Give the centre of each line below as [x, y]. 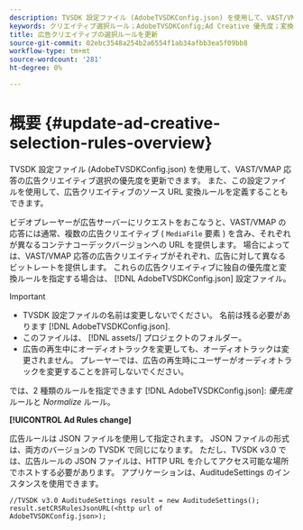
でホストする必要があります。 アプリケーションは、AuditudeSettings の [142, 472]
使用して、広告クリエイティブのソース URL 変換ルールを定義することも [156, 191]
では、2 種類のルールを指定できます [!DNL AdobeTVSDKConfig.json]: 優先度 [151, 390]
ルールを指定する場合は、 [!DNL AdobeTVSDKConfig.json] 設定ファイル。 [154, 278]
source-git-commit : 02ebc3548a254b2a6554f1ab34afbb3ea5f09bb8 [129, 43]
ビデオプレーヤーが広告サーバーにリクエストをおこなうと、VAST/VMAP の [148, 222]
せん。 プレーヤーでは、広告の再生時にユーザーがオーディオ [165, 360]
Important [28, 296]
